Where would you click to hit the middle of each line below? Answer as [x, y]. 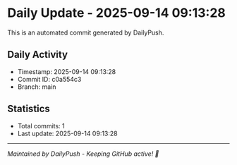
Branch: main [37, 87]
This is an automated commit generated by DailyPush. [86, 32]
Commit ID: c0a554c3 [49, 79]
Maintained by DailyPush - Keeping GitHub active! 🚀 [83, 154]
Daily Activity [38, 55]
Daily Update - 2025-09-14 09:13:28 [116, 13]
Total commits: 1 [41, 126]
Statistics [29, 109]
